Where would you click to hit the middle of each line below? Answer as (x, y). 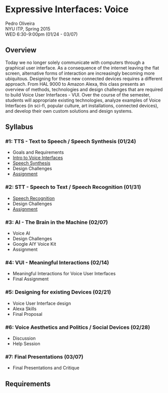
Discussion (24, 338)
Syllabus (19, 127)
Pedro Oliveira (20, 23)
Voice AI (21, 233)
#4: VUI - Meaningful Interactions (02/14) (57, 263)
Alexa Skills (25, 309)
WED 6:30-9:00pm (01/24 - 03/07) (41, 34)
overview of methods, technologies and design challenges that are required (84, 89)
